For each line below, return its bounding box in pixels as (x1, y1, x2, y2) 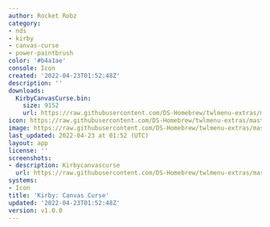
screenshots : (8, 154, 52, 162)
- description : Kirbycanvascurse (8, 162, 121, 170)
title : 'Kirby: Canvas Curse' (8, 191, 110, 200)
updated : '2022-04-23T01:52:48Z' (8, 199, 121, 207)
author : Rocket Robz (8, 11, 78, 20)
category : (8, 19, 42, 27)
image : (8, 124, 31, 132)
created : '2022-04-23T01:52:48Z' (8, 72, 121, 80)
